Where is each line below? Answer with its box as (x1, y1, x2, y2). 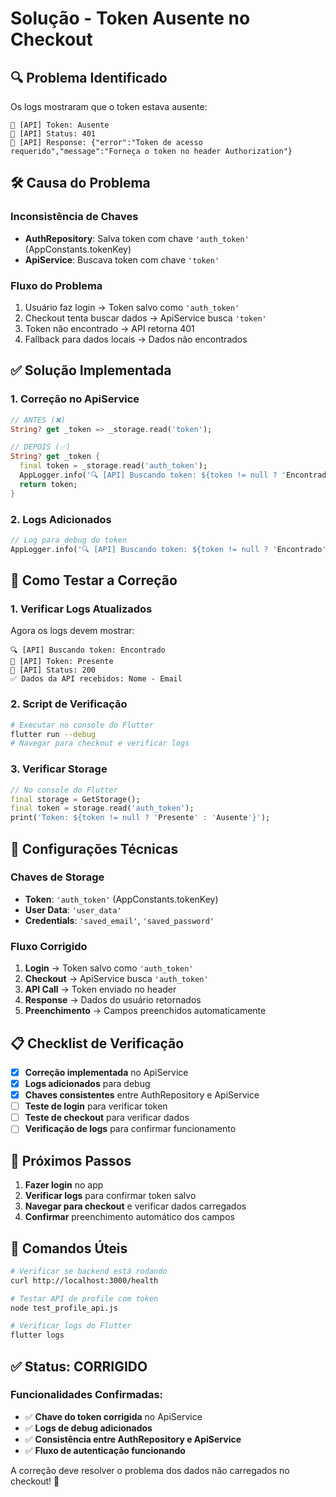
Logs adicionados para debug (24, 1077, 151, 1089)
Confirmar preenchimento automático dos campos (24, 1211, 235, 1223)
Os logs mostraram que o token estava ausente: (10, 101, 208, 112)
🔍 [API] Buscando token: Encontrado (10, 645, 166, 656)
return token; (19, 479, 78, 489)
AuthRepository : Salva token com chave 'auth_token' (24, 232, 250, 244)
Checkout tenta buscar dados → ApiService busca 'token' (24, 312, 267, 324)
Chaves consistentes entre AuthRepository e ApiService (24, 1089, 260, 1101)
